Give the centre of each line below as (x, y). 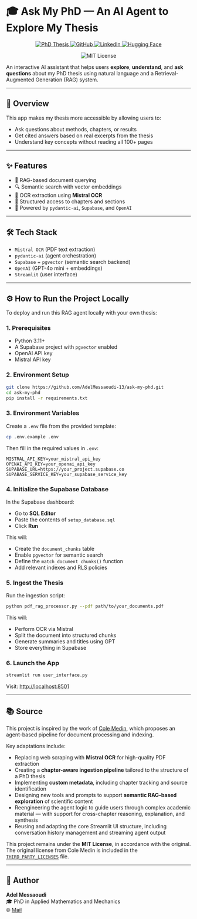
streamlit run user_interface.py (47, 675)
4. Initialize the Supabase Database (57, 489)
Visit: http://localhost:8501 (38, 686)
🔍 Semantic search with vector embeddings (68, 187)
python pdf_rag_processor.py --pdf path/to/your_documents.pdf (85, 606)
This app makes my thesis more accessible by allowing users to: (84, 118)
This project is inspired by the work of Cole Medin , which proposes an (91, 729)
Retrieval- (167, 73)
